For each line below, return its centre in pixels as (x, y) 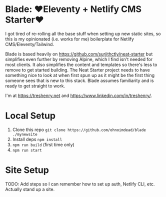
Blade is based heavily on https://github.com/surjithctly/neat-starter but (79, 54)
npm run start (27, 150)
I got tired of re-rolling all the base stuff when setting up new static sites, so (83, 33)
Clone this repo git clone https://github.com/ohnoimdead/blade (79, 129)
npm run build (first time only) (43, 144)
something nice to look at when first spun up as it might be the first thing (80, 75)
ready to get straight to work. (35, 85)
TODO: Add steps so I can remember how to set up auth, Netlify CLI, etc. (80, 184)
